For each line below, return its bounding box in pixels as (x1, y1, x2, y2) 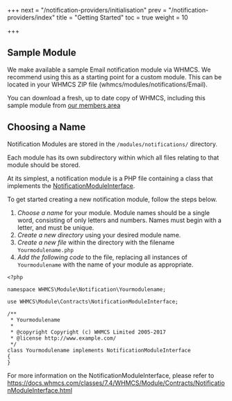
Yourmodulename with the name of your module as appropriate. (17, 260, 194, 269)
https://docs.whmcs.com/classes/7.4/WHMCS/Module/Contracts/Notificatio (7, 379, 225, 387)
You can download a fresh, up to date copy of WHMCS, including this (7, 93, 206, 102)
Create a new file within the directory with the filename (17, 238, 175, 246)
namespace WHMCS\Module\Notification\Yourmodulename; (7, 285, 167, 293)
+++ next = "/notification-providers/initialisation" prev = (7, 6, 167, 14)
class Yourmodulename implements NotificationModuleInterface (7, 347, 191, 354)
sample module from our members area (7, 101, 121, 109)
